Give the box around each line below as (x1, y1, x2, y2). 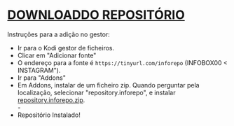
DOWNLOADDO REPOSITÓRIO (7, 7, 186, 23)
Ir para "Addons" (17, 73, 67, 82)
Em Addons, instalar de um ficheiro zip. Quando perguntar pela (17, 80, 200, 89)
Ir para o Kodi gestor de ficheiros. (17, 43, 114, 52)
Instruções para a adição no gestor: (7, 30, 110, 38)
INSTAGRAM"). (17, 66, 61, 74)
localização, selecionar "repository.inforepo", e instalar (17, 88, 176, 97)
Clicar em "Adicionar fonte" (17, 51, 97, 59)
